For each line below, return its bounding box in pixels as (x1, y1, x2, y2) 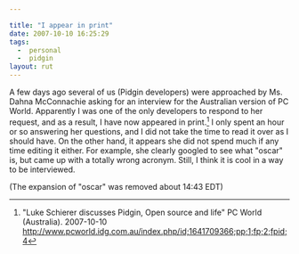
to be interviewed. (9, 164, 76, 175)
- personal (17, 45, 62, 54)
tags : (9, 37, 29, 46)
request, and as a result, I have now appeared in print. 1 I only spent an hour (9, 115, 285, 127)
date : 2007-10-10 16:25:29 (9, 29, 109, 38)
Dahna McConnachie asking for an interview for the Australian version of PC (9, 96, 289, 107)
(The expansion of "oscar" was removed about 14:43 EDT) (9, 181, 224, 192)
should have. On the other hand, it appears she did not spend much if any (9, 135, 279, 146)
